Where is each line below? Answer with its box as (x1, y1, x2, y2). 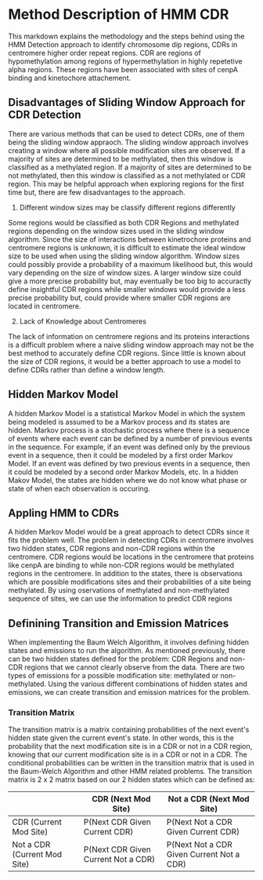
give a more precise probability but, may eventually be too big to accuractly (8, 276, 252, 286)
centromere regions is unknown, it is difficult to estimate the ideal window (8, 243, 247, 252)
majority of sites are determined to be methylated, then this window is (8, 154, 233, 163)
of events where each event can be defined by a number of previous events (8, 433, 253, 443)
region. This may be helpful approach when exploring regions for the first (8, 179, 244, 188)
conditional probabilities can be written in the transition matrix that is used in (8, 758, 254, 768)
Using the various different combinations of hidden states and (48, 679, 248, 688)
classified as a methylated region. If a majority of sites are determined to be (8, 162, 252, 172)
